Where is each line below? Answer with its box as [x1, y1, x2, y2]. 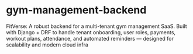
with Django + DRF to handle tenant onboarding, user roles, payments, [6, 28, 176, 35]
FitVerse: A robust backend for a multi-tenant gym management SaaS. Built [6, 23, 187, 30]
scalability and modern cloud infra [6, 41, 89, 48]
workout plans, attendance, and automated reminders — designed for [6, 35, 174, 42]
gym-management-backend [6, 3, 147, 17]
